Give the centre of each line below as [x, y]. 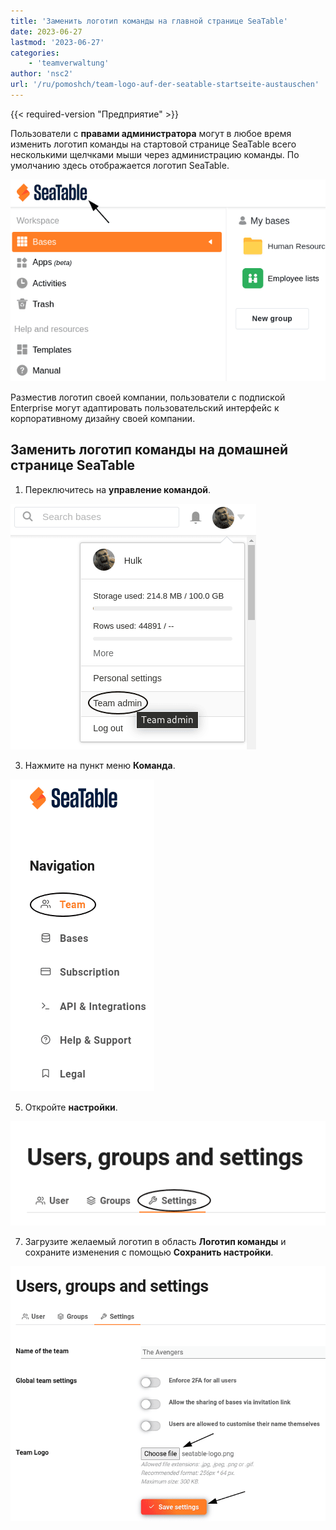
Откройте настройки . [71, 1107]
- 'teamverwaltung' [69, 63]
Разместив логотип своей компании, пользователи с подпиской [148, 397]
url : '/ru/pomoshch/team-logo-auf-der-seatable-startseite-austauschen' [165, 85]
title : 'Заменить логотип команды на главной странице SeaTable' [149, 21]
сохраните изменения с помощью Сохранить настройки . [149, 1252]
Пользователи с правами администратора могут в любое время [151, 133]
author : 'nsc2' [42, 74]
